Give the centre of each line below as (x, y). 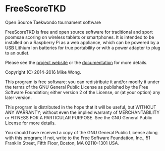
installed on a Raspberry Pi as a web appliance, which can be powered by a (82, 42)
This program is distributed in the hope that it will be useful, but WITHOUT (81, 107)
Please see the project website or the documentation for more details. (76, 62)
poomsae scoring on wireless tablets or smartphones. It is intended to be (80, 37)
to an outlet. (17, 53)
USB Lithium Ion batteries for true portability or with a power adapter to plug (83, 48)
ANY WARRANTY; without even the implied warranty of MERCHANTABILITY (82, 112)
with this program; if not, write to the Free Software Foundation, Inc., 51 (78, 138)
